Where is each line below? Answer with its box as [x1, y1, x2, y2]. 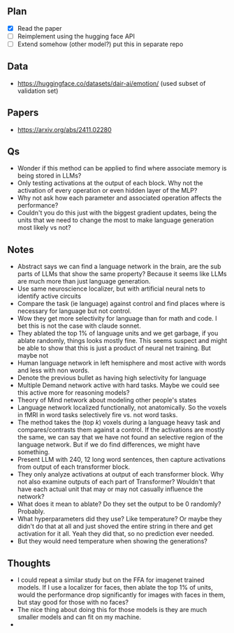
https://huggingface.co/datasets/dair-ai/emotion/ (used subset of [17, 79, 206, 87]
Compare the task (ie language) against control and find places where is [17, 300, 226, 308]
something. [17, 448, 50, 456]
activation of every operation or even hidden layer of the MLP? [17, 187, 198, 195]
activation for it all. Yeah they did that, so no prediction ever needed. [17, 530, 214, 538]
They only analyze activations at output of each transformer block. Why [17, 470, 224, 479]
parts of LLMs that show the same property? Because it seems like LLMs [17, 270, 227, 278]
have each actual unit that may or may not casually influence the [17, 485, 203, 493]
